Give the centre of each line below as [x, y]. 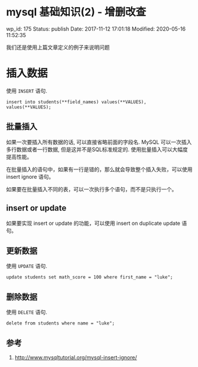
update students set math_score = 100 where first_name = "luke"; [90, 277]
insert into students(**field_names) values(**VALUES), [76, 102]
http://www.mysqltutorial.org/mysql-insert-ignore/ [76, 357]
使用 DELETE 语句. [27, 312]
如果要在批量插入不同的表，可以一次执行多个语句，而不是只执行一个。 [92, 189]
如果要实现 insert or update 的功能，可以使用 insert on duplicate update [93, 223]
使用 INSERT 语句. [27, 91]
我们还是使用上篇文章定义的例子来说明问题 [58, 47]
